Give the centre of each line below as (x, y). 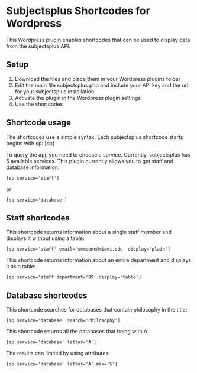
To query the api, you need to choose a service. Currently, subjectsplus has (98, 154)
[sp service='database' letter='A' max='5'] (62, 364)
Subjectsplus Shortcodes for (78, 11)
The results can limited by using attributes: (58, 353)
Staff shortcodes (38, 218)
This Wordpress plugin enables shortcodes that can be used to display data (98, 40)
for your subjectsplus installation (54, 91)
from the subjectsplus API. (38, 46)
